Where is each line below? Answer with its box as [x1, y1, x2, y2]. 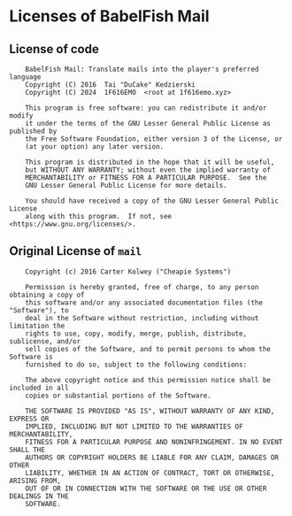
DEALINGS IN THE [9, 491, 69, 501]
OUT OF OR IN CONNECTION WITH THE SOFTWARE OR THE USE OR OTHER [25, 484, 267, 493]
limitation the [9, 321, 65, 330]
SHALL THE [9, 445, 46, 454]
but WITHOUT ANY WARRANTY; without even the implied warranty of [25, 166, 272, 174]
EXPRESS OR [9, 414, 50, 423]
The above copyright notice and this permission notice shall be [25, 375, 272, 384]
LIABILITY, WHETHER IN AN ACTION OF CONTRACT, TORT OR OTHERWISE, [25, 468, 275, 477]
